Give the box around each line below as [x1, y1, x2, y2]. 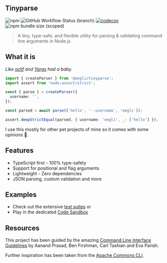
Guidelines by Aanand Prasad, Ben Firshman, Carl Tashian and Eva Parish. [5, 242, 159, 249]
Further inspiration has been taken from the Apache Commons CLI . [5, 252, 144, 258]
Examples [5, 190, 37, 199]
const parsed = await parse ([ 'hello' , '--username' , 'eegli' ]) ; [5, 108, 143, 113]
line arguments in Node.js [17, 38, 71, 44]
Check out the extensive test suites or [12, 204, 92, 210]
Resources [5, 224, 40, 232]
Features [5, 146, 34, 155]
